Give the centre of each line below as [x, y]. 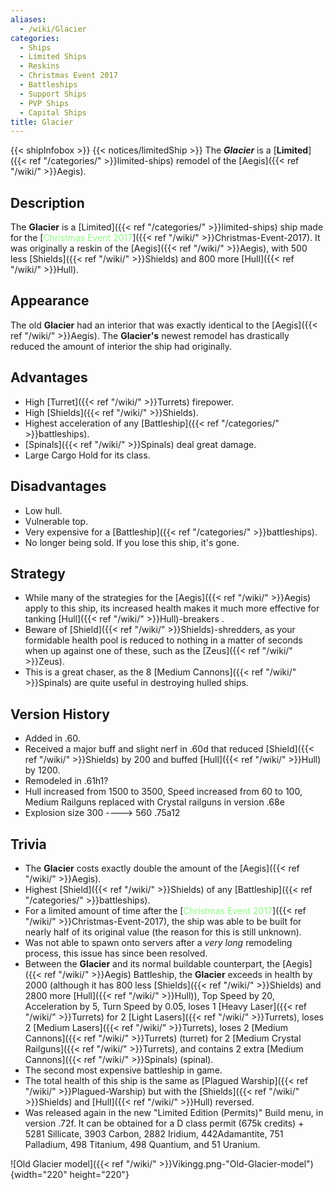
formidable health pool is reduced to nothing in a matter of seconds [163, 640]
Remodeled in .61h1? [66, 781]
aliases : [28, 19]
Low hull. [43, 510]
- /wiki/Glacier [53, 29]
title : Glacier [42, 122]
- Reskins [39, 66]
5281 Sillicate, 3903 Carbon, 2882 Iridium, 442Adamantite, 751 [154, 1133]
